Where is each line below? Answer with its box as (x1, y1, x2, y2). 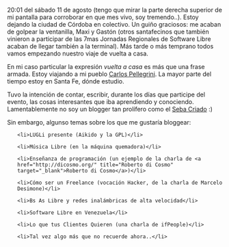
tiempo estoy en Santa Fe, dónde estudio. (7, 77, 124, 85)
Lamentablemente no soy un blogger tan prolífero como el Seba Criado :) (7, 105, 213, 113)
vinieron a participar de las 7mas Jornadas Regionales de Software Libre (7, 35, 211, 43)
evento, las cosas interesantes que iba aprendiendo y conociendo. (7, 98, 194, 105)
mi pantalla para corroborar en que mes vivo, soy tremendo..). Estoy (7, 13, 200, 21)
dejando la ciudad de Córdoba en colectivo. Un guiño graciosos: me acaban (7, 21, 221, 28)
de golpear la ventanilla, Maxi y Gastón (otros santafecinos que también (7, 27, 210, 36)
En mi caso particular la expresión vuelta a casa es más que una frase (7, 63, 205, 70)
